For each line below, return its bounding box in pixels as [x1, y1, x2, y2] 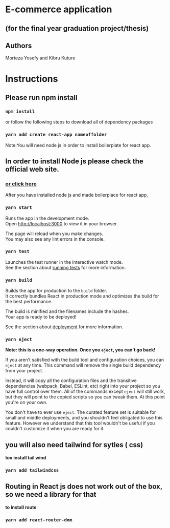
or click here [5, 180, 37, 187]
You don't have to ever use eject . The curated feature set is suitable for [5, 409, 156, 415]
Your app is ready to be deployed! [5, 314, 77, 320]
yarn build [5, 277, 32, 283]
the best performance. [5, 299, 53, 305]
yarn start [5, 205, 32, 210]
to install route [5, 504, 37, 511]
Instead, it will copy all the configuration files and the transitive [5, 377, 137, 384]
